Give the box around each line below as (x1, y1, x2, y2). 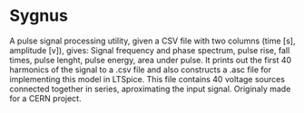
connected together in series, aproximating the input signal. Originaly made (9, 83, 291, 94)
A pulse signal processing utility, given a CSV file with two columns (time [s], (9, 35, 296, 46)
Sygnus (9, 5, 68, 26)
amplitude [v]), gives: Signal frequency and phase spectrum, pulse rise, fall (9, 44, 290, 55)
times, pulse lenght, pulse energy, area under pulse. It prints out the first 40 (9, 54, 292, 65)
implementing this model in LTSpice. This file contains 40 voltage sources (9, 73, 286, 84)
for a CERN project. (9, 92, 82, 104)
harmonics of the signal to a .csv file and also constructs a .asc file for (9, 64, 272, 75)
